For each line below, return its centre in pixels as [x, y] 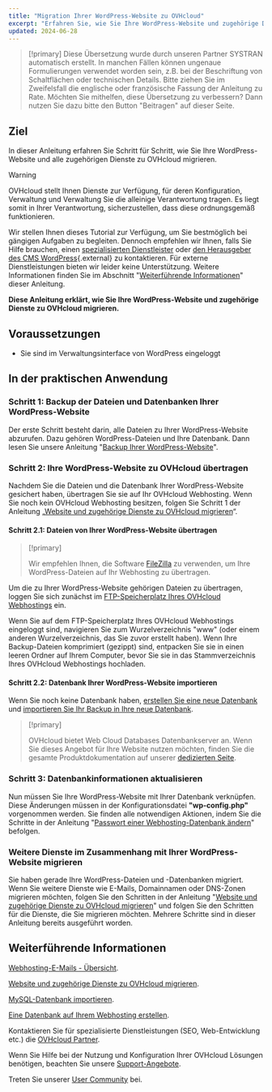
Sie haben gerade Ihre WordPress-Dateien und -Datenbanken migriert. [126, 880]
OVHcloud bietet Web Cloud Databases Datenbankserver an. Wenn [140, 741]
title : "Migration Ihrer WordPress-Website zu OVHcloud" [106, 16]
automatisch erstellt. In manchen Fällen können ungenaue [124, 62]
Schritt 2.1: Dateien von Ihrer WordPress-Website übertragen [113, 530]
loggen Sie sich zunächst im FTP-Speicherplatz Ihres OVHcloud [115, 597]
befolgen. [24, 831]
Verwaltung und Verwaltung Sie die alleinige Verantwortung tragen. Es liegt [134, 199]
